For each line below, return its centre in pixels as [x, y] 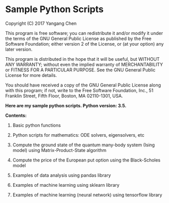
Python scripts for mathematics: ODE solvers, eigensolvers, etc [78, 135]
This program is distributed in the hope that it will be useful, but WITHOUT [82, 59]
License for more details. [31, 75]
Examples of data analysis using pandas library [62, 175]
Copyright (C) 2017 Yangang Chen [41, 23]
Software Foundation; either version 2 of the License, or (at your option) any [85, 44]
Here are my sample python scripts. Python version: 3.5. [66, 105]
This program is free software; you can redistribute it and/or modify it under [84, 33]
